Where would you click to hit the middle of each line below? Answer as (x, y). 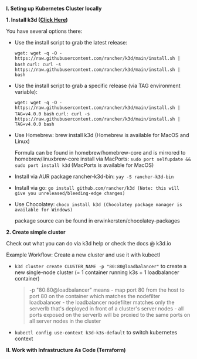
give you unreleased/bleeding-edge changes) (70, 193)
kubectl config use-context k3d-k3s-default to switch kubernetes (96, 332)
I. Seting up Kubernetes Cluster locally (54, 8)
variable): (26, 92)
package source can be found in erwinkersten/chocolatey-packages (97, 221)
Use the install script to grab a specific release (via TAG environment (97, 86)
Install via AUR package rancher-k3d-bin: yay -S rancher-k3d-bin (94, 176)
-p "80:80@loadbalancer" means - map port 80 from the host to (107, 290)
